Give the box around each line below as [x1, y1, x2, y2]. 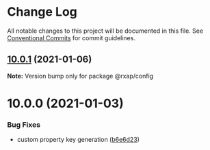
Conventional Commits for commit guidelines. [7, 33, 135, 42]
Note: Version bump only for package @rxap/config [7, 72, 154, 80]
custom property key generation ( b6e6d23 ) [16, 136, 140, 144]
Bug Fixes [7, 120, 41, 130]
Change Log [7, 4, 77, 20]
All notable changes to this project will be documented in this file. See [7, 27, 204, 35]
